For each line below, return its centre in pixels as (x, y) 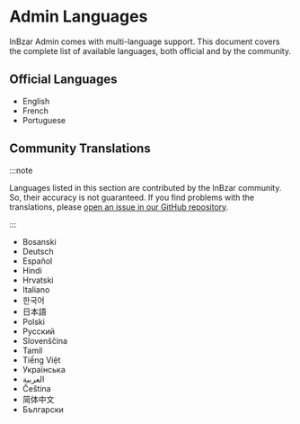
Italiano (36, 289)
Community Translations (80, 149)
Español (37, 261)
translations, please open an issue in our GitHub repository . (119, 207)
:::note (21, 170)
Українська (44, 369)
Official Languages (64, 80)
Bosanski (39, 241)
